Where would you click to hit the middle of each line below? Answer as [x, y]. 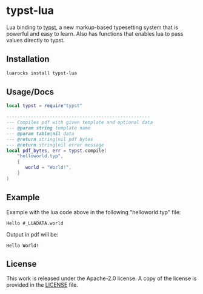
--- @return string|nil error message [55, 145]
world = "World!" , [48, 168]
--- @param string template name [48, 128]
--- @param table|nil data [40, 134]
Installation [28, 59]
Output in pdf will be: [32, 234]
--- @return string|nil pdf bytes [50, 139]
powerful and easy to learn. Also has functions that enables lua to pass [95, 33]
